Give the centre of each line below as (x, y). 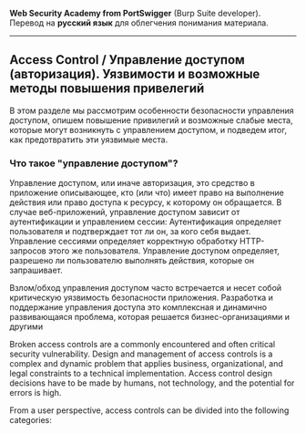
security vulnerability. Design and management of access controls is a (141, 354)
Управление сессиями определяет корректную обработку (124, 242)
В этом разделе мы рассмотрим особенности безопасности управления (152, 110)
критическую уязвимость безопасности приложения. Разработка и (141, 298)
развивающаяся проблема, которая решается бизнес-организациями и (149, 317)
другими (26, 326)
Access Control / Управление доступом (127, 60)
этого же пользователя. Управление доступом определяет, (164, 251)
